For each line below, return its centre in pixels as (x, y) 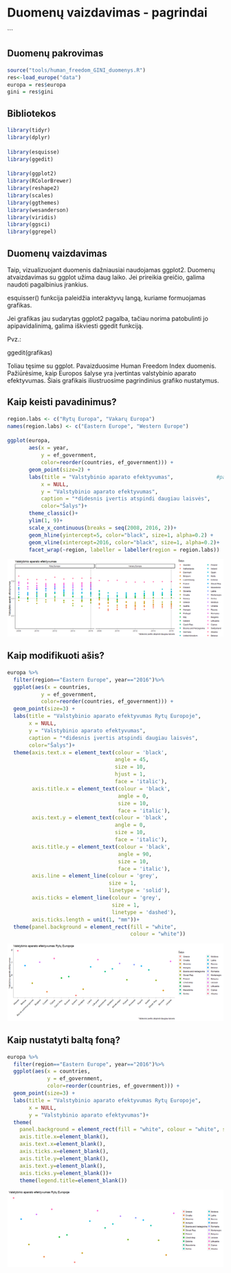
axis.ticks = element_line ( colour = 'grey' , (97, 898)
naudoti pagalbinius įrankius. (48, 284)
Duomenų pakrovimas (55, 53)
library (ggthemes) (33, 203)
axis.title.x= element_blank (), (64, 1137)
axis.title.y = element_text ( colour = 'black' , (101, 847)
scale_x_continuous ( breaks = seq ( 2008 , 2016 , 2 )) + (102, 528)
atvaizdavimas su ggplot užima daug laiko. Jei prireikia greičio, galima (106, 277)
